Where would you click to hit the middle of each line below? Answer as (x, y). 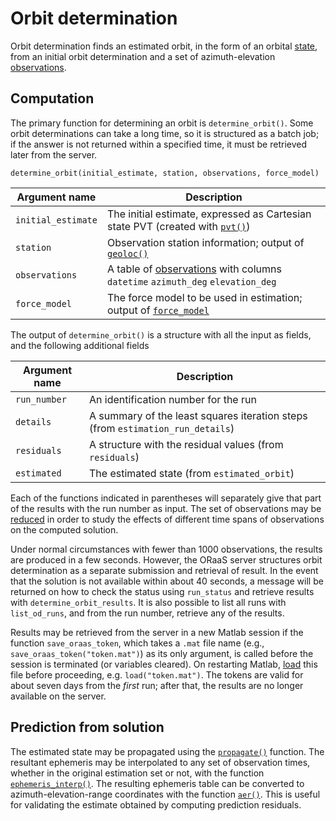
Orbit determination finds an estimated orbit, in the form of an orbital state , (164, 46)
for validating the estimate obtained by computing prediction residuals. (156, 804)
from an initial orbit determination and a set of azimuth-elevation (143, 56)
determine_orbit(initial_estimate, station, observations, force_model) (165, 173)
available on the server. (58, 696)
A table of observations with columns (194, 269)
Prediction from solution (87, 727)
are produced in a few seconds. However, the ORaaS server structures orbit (166, 559)
